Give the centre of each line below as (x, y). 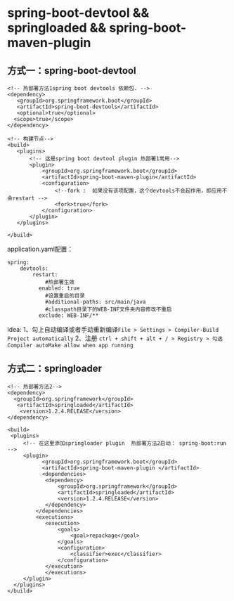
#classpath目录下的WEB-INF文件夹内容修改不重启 (108, 309)
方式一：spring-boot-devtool (72, 71)
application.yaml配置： (40, 249)
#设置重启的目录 (65, 296)
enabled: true (59, 288)
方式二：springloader (54, 369)
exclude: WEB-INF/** (69, 316)
